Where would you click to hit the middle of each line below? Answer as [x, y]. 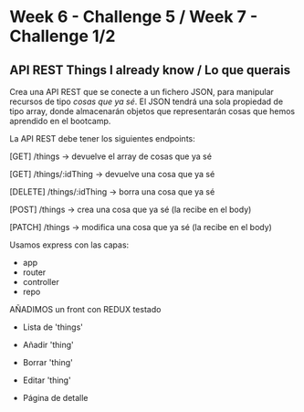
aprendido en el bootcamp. [60, 121]
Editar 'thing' [47, 380]
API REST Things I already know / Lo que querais [150, 70]
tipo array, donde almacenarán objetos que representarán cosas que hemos [152, 111]
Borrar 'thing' [47, 362]
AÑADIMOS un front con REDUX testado [85, 309]
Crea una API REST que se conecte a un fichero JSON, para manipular [142, 92]
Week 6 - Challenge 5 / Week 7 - [134, 17]
